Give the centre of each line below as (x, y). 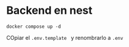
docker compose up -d (34, 27)
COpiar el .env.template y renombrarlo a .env (65, 37)
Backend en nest (50, 11)
